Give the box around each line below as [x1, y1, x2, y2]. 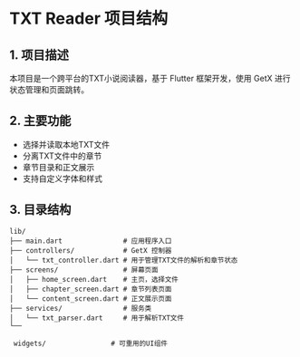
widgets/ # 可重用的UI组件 [13, 339, 168, 348]
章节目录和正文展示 [22, 161, 95, 172]
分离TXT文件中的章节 [22, 150, 102, 161]
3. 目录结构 [9, 202, 72, 217]
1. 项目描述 [9, 47, 70, 63]
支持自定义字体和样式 [22, 173, 102, 184]
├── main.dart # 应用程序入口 [9, 236, 172, 246]
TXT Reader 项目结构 [9, 8, 169, 29]
